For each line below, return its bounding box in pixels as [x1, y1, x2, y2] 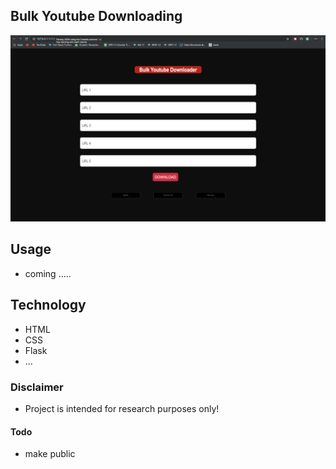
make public [24, 448, 76, 460]
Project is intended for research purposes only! [24, 403, 220, 414]
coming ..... [24, 267, 72, 279]
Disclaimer [10, 380, 64, 394]
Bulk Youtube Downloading [10, 8, 183, 25]
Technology [10, 297, 87, 314]
